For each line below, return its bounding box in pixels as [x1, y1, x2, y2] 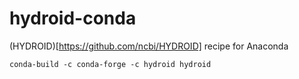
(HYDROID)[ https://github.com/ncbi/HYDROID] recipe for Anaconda [9, 40, 289, 52]
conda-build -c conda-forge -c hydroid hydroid [9, 59, 212, 69]
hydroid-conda [9, 7, 137, 30]
